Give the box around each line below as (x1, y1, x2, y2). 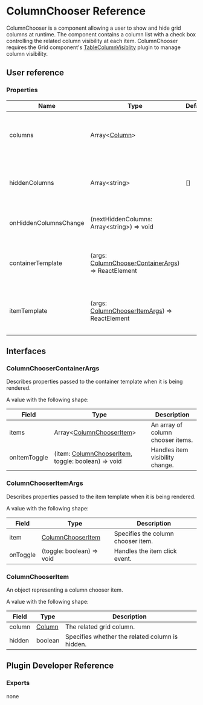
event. (114, 554, 132, 563)
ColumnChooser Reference (6, 4, 146, 18)
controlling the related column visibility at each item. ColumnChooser (6, 37, 178, 44)
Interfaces (6, 346, 47, 356)
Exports (6, 679, 30, 687)
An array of (150, 421, 183, 429)
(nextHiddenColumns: (90, 215, 153, 223)
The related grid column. (65, 623, 135, 631)
